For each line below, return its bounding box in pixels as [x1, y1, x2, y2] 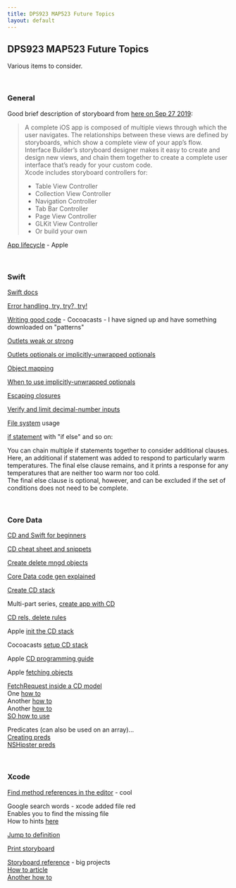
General [7, 93, 35, 103]
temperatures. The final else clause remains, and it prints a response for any [7, 461, 229, 469]
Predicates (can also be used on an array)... [7, 725, 135, 734]
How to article [7, 865, 48, 874]
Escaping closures [7, 391, 61, 399]
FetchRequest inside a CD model [7, 682, 102, 690]
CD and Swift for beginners [7, 531, 87, 539]
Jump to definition [7, 830, 61, 839]
